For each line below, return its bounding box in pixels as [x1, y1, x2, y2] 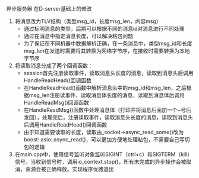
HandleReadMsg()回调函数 [23, 99, 89, 106]
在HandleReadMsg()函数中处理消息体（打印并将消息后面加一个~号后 [23, 106, 191, 114]
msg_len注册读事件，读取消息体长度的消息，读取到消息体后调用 [29, 92, 185, 99]
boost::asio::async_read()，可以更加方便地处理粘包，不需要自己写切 [23, 136, 190, 143]
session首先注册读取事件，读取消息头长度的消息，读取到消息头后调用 [23, 70, 194, 76]
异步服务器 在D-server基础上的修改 [6, 5, 92, 12]
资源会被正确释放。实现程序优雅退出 [25, 166, 114, 173]
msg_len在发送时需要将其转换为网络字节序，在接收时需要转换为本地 [23, 47, 190, 54]
